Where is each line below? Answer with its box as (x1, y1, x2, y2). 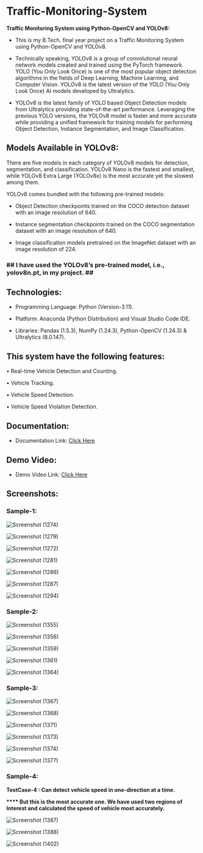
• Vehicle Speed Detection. (6, 391, 75, 399)
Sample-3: (6, 684, 38, 692)
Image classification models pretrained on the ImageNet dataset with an (15, 238, 196, 246)
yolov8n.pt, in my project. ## (6, 268, 94, 276)
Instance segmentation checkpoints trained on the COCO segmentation (15, 220, 195, 227)
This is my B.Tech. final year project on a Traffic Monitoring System (15, 36, 184, 43)
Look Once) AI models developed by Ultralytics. (15, 87, 135, 94)
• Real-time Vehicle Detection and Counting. (6, 367, 118, 375)
